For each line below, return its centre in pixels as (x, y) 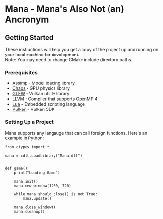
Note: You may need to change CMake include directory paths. (69, 60)
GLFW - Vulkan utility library (41, 94)
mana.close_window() (35, 207)
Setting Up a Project (29, 122)
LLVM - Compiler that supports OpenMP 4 (55, 99)
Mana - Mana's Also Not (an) (65, 9)
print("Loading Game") (37, 173)
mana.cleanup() (29, 211)
